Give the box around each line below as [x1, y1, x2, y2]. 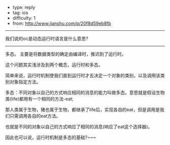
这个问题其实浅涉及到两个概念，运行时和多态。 [5, 62, 103, 68]
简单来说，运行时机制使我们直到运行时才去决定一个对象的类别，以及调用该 [5, 73, 160, 78]
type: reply [12, 5, 35, 10]
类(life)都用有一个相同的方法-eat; [5, 96, 74, 102]
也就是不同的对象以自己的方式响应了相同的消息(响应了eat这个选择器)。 [5, 124, 153, 129]
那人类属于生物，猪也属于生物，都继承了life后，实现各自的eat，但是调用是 [5, 107, 160, 113]
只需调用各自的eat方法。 [9, 113, 61, 119]
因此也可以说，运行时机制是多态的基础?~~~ [5, 134, 96, 140]
